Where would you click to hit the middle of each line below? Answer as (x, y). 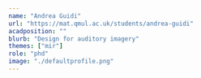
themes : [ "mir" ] (36, 46)
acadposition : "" (38, 31)
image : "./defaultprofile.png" (61, 62)
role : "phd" (28, 54)
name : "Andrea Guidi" (45, 16)
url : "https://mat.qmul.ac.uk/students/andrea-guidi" (101, 24)
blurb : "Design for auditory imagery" (74, 39)
